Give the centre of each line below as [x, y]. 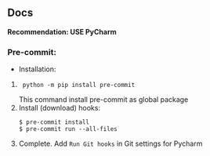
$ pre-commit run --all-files [68, 129]
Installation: [37, 69]
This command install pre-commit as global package [103, 100]
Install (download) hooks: [60, 108]
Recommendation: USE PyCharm [62, 31]
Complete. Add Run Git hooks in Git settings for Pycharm [110, 143]
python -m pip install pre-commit [79, 85]
